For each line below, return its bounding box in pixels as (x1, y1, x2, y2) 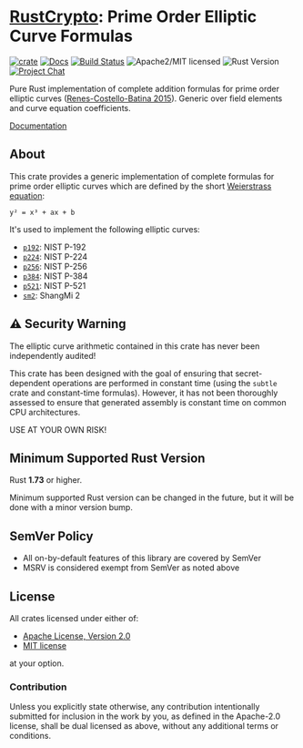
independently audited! (9, 350, 96, 361)
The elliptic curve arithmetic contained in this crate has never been (9, 340, 260, 352)
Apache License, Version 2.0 (22, 630, 131, 641)
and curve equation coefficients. (9, 102, 132, 113)
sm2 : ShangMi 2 (22, 290, 80, 301)
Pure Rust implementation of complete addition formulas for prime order (9, 83, 280, 94)
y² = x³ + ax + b (9, 208, 76, 217)
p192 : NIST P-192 (22, 241, 86, 252)
